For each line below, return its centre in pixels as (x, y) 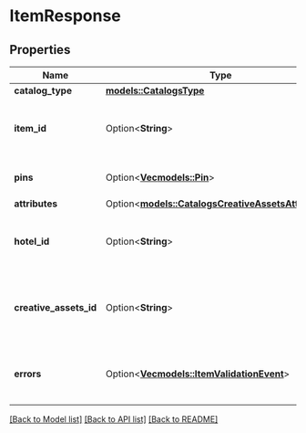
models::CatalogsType (155, 90)
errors (28, 374)
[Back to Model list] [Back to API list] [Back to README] (114, 419)
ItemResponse (65, 16)
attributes (36, 204)
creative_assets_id (56, 307)
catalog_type (43, 90)
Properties (40, 50)
